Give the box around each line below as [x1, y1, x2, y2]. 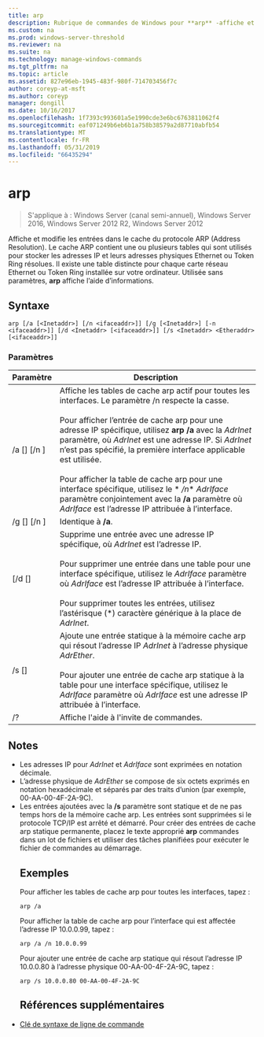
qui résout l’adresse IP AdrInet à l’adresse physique [59, 640, 248, 651]
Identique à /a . [59, 517, 113, 528]
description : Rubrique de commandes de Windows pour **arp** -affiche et [8, 19, 255, 27]
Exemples [19, 866, 69, 880]
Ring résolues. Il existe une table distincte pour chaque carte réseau [8, 259, 229, 269]
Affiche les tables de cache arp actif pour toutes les [59, 385, 250, 396]
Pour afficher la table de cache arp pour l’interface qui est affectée [19, 916, 236, 925]
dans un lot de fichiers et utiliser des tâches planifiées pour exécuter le [19, 835, 250, 845]
